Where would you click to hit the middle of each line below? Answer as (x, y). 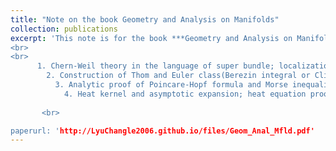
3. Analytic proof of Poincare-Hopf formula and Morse (171, 85)
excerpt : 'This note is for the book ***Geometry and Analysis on (151, 38)
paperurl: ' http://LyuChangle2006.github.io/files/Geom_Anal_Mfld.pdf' (162, 131)
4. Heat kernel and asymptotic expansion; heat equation (185, 94)
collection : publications (64, 29)
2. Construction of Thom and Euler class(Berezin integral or (178, 76)
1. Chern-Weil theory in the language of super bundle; (155, 66)
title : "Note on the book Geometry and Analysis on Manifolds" (145, 19)
